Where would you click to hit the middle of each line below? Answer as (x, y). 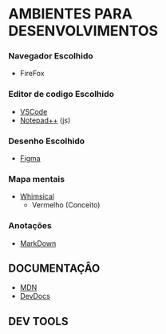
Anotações (30, 226)
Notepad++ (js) (45, 120)
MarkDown (38, 243)
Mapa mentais (37, 179)
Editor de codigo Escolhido (61, 95)
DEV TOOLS (38, 321)
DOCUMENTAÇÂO (54, 269)
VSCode (34, 111)
